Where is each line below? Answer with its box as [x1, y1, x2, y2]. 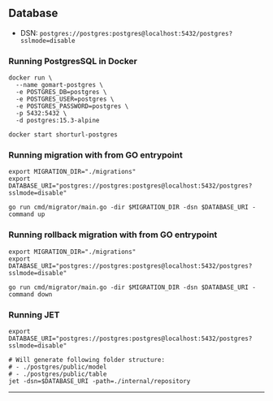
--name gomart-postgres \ [15, 81, 104, 89]
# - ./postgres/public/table [8, 370, 107, 378]
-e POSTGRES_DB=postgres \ [15, 88, 107, 97]
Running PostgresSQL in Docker [8, 55, 138, 67]
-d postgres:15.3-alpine [15, 117, 100, 125]
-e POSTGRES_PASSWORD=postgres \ [15, 102, 129, 110]
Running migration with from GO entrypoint [8, 149, 183, 161]
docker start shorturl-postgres [8, 131, 118, 139]
